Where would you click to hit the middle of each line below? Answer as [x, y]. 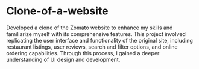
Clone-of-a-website [57, 11]
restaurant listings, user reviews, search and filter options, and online [92, 47]
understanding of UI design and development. [63, 59]
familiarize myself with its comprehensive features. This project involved [96, 34]
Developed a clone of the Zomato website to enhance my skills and [90, 28]
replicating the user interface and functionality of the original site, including [99, 40]
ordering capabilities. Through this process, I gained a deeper [83, 53]
